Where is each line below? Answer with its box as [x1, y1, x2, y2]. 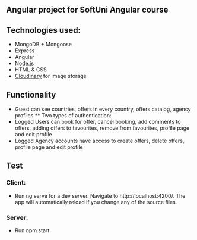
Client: [6, 179, 26, 187]
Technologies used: [6, 25, 81, 35]
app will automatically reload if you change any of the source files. [14, 198, 177, 205]
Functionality [6, 89, 56, 100]
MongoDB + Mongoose [14, 41, 72, 48]
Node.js [14, 60, 34, 67]
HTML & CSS [14, 66, 47, 73]
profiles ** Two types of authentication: [14, 112, 112, 119]
